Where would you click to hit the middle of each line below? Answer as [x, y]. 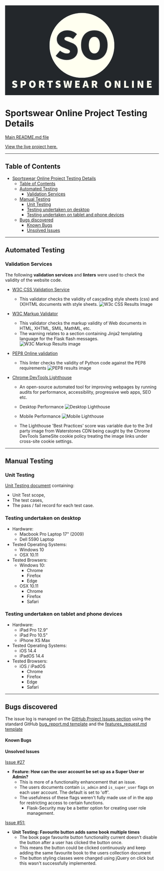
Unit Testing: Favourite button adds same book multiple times [76, 832]
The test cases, [28, 500]
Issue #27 [15, 762]
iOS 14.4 [28, 651]
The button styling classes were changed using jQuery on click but [87, 858]
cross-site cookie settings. [46, 441]
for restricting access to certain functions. [61, 803]
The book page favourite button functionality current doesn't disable [88, 837]
